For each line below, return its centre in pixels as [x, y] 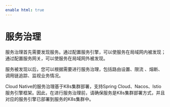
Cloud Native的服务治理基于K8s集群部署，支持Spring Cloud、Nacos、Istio [83, 86]
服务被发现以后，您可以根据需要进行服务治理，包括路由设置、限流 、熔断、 [84, 69]
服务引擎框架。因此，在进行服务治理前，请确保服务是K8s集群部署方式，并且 [85, 93]
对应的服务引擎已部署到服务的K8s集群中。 [50, 99]
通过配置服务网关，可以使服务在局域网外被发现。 [56, 58]
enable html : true [25, 10]
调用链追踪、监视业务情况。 [34, 75]
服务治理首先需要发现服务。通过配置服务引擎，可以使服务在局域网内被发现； [86, 52]
